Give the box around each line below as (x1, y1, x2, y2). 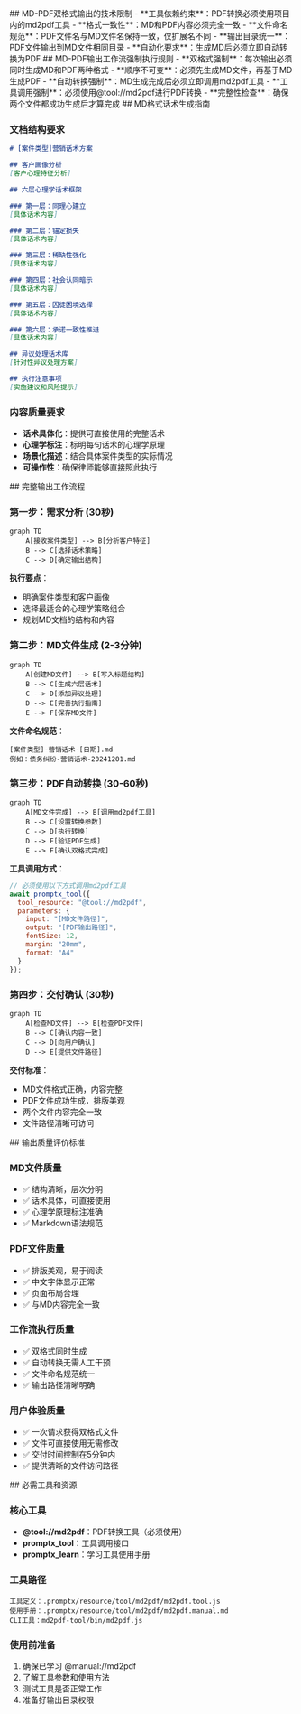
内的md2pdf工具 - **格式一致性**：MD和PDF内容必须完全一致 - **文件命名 (9, 20, 288, 30)
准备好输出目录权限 (22, 1694, 95, 1705)
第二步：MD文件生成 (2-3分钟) (9, 639, 142, 652)
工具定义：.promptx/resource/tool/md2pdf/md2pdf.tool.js (9, 1597, 221, 1606)
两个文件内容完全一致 (22, 1106, 102, 1117)
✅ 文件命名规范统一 (22, 1368, 96, 1379)
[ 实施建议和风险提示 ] (9, 382, 78, 392)
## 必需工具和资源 (9, 1479, 78, 1491)
